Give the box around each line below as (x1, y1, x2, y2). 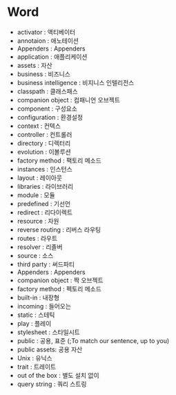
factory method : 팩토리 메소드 (17, 156, 102, 165)
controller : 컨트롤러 (17, 130, 72, 138)
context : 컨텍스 (17, 122, 61, 130)
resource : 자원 (17, 217, 59, 225)
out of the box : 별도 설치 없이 (17, 371, 99, 379)
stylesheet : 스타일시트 (17, 328, 81, 336)
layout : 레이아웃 (17, 174, 63, 182)
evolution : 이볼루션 (17, 147, 71, 156)
